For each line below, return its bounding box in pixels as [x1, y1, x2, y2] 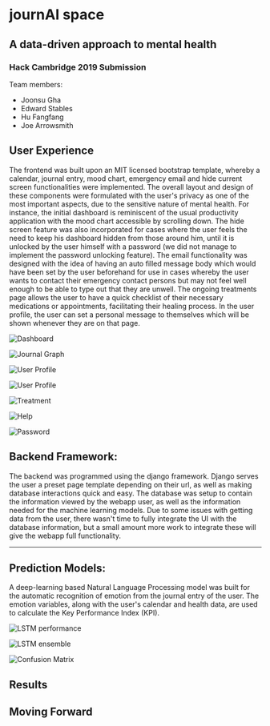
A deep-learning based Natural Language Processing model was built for [9, 583, 251, 592]
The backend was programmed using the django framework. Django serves [9, 471, 259, 481]
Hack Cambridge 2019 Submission [9, 62, 147, 73]
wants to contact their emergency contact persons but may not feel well [9, 275, 247, 285]
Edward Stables [20, 103, 73, 113]
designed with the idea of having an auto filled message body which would [9, 259, 256, 268]
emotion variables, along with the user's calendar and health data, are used [9, 600, 259, 609]
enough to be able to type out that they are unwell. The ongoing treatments [9, 284, 257, 294]
